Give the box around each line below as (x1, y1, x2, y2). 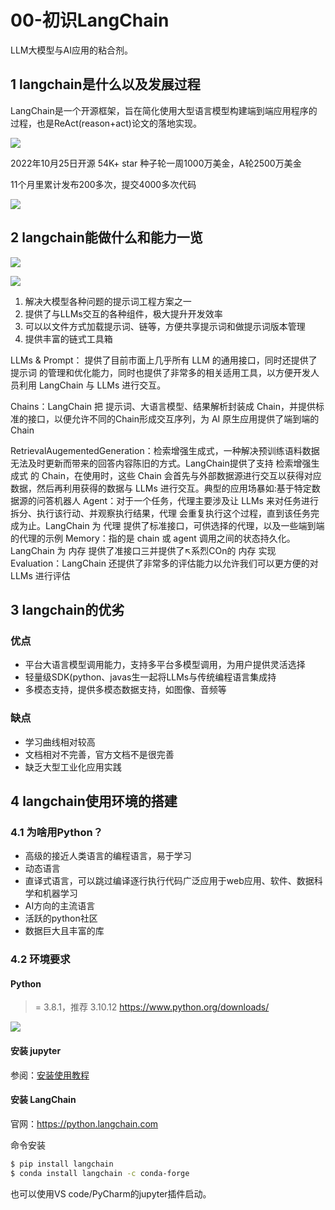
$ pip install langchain (10, 1159, 114, 1169)
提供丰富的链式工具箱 (24, 332, 113, 345)
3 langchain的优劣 (10, 601, 125, 618)
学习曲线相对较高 (24, 736, 96, 748)
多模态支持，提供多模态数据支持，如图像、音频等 (24, 684, 227, 696)
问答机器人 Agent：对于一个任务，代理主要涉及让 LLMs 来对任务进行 (36, 494, 319, 506)
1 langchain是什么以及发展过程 (10, 76, 201, 93)
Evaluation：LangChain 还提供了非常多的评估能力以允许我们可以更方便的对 (10, 557, 319, 569)
